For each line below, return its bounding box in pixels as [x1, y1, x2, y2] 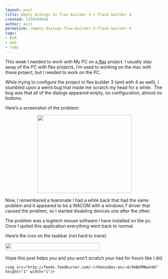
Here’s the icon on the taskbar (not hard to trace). [5, 232, 108, 239]
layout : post [5, 7, 33, 13]
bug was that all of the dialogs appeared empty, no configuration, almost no [5, 89, 162, 96]
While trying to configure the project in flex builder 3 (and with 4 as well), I [5, 79, 159, 85]
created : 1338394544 [5, 17, 49, 22]
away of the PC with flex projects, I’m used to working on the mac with [5, 64, 152, 70]
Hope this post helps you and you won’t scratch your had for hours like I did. [5, 255, 163, 261]
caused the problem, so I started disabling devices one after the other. [5, 208, 151, 214]
